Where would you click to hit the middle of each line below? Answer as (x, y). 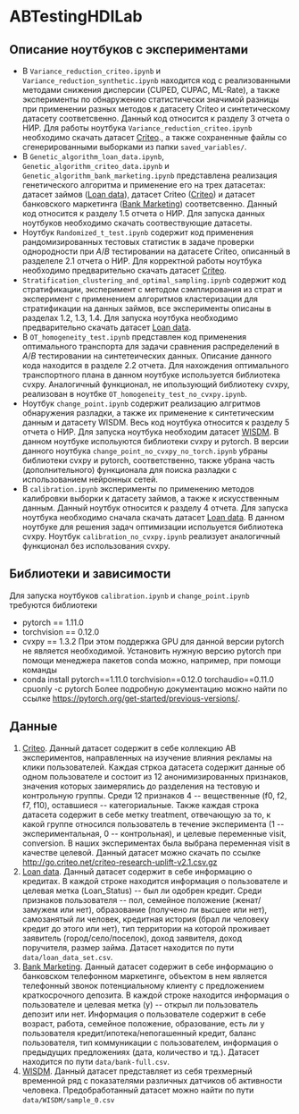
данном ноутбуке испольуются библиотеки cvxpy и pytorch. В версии (155, 441)
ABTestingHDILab (76, 17)
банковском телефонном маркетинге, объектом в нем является (145, 975)
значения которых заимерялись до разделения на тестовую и (141, 786)
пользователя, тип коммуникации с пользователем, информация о (150, 1042)
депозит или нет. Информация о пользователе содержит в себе (144, 1014)
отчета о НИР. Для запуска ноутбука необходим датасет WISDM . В (150, 432)
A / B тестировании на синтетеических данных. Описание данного (147, 356)
